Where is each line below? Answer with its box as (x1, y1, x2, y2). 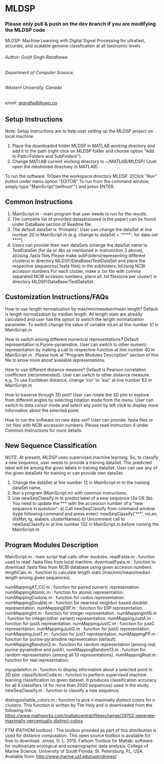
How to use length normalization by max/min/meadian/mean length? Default (5, 306, 158, 312)
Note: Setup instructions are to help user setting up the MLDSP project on (5, 128, 153, 134)
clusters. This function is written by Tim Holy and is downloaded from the (5, 702, 153, 708)
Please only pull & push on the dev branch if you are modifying (5, 21, 156, 27)
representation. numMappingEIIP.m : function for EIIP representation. (5, 605, 143, 611)
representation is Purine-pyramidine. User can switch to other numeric (5, 342, 147, 347)
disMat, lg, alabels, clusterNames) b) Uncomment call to (12, 516, 125, 522)
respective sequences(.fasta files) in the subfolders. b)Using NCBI (12, 263, 145, 269)
